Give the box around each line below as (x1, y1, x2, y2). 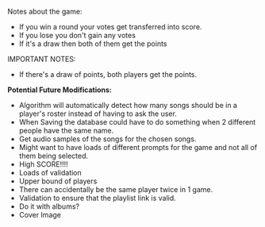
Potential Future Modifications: (7, 85, 113, 94)
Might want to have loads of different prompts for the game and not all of (18, 143, 258, 152)
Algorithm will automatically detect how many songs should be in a (18, 101, 237, 110)
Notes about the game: (7, 7, 83, 16)
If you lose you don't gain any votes (18, 31, 136, 40)
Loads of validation (18, 168, 83, 177)
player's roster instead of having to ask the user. (18, 109, 178, 118)
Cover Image (18, 210, 61, 219)
